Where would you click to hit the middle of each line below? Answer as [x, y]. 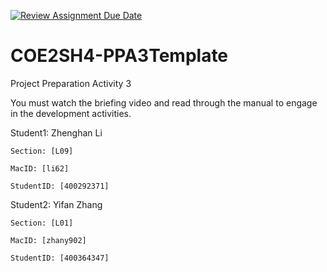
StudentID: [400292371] [60, 186]
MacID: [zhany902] [48, 240]
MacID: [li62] [40, 168]
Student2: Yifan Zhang [56, 204]
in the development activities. [71, 113]
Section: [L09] [42, 151]
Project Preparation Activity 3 [71, 83]
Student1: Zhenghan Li [56, 132]
